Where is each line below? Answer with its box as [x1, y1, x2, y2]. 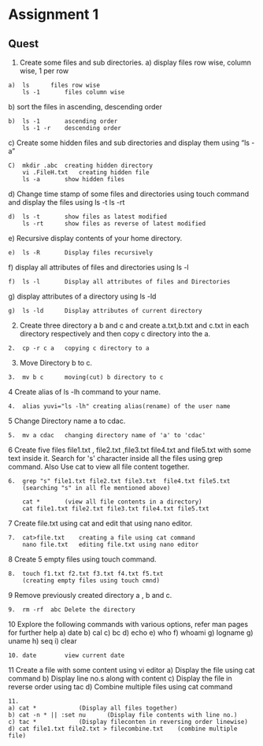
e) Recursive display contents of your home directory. [8, 234, 183, 243]
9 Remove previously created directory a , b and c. [8, 591, 172, 599]
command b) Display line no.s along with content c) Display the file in [8, 674, 232, 683]
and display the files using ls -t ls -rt [8, 198, 125, 206]
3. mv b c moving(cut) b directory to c [8, 373, 164, 381]
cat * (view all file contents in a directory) [22, 498, 202, 506]
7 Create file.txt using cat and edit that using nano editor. [8, 518, 193, 528]
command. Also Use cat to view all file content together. [8, 462, 190, 471]
